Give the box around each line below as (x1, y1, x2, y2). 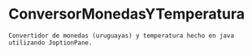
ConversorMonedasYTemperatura (8, 5, 245, 23)
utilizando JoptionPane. (8, 38, 93, 47)
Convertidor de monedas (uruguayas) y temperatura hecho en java (8, 32, 234, 40)
